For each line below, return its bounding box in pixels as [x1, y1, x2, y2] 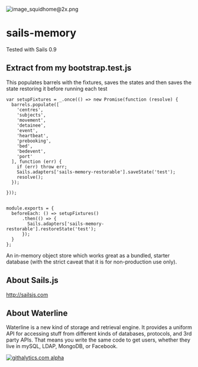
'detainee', [17, 122, 46, 128]
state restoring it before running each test [6, 85, 108, 92]
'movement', [17, 117, 46, 123]
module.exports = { [6, 205, 54, 211]
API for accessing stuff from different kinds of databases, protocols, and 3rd [6, 330, 192, 337]
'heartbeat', [17, 133, 49, 139]
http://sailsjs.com [6, 291, 48, 298]
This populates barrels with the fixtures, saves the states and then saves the [6, 79, 192, 86]
